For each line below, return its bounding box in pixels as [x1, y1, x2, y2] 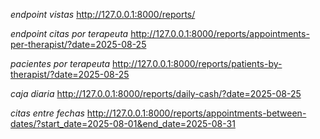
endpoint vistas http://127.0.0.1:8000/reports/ [10, 9, 196, 20]
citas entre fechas [10, 107, 85, 119]
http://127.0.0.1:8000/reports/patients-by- [112, 58, 283, 69]
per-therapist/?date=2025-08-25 [10, 39, 147, 50]
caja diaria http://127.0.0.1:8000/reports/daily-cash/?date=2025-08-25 [10, 88, 302, 99]
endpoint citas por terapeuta [10, 28, 129, 39]
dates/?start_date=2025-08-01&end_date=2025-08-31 [10, 118, 236, 129]
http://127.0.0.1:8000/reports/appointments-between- [86, 107, 307, 119]
